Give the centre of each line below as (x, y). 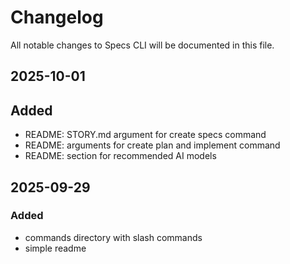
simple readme (55, 248)
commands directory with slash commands (113, 237)
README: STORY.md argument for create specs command (145, 135)
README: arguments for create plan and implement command (152, 145)
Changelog (57, 17)
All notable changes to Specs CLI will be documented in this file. (142, 45)
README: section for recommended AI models (120, 156)
